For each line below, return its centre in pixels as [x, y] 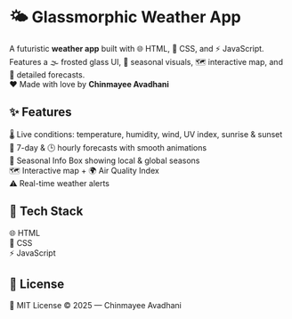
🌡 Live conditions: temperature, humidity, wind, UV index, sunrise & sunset [146, 134]
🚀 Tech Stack [46, 212]
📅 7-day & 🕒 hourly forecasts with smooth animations [108, 147]
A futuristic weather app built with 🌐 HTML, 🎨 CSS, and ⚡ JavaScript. [137, 48]
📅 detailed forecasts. [47, 74]
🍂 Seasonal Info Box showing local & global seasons [105, 160]
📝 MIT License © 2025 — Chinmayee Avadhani [96, 306]
